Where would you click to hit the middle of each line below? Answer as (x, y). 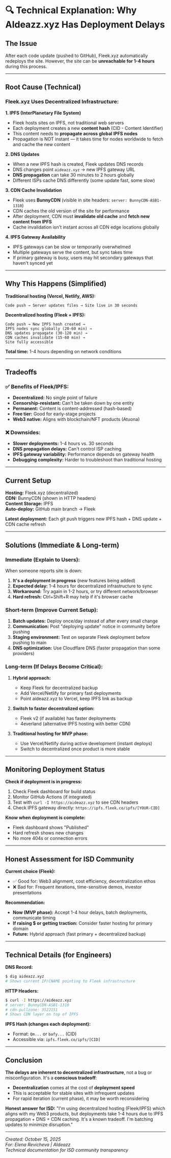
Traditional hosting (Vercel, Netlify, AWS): (50, 296)
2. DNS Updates (22, 154)
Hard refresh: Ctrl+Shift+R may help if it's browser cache (73, 597)
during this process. (26, 66)
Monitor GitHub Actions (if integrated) (52, 797)
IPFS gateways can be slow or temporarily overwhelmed (72, 247)
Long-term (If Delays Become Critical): (54, 667)
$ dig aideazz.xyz (25, 977)
